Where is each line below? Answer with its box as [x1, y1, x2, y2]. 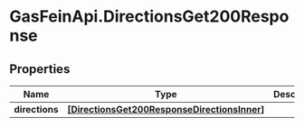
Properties [9, 61, 71, 77]
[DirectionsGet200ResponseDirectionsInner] [67, 104, 265, 115]
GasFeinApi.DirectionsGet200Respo [9, 6, 290, 27]
